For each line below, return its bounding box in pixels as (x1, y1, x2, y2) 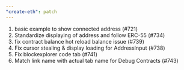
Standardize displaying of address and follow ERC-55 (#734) (14, 31, 165, 39)
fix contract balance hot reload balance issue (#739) (14, 38, 145, 45)
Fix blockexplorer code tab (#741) (14, 50, 97, 57)
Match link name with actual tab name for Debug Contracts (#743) (14, 57, 179, 64)
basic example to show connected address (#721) (14, 25, 138, 32)
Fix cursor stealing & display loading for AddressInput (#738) (14, 44, 166, 51)
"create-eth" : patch (5, 8, 58, 15)
